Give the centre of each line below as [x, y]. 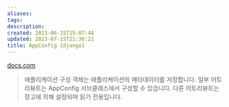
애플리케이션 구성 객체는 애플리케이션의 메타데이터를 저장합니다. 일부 [117, 79]
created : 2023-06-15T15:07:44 [51, 33]
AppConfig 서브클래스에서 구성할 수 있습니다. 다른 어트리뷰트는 [134, 88]
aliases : [20, 13]
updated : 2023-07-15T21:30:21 [51, 39]
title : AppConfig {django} [46, 46]
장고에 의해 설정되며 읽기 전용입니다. [73, 97]
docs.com [21, 65]
